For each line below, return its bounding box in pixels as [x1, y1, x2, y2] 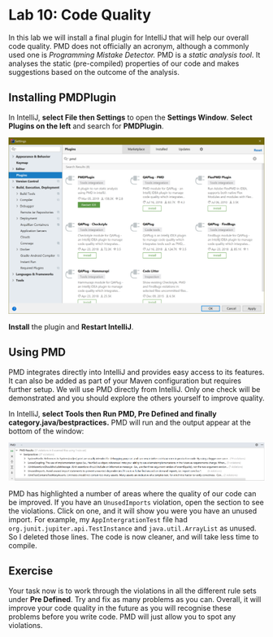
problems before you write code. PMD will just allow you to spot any [8, 612, 236, 622]
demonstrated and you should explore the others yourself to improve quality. [8, 393, 266, 403]
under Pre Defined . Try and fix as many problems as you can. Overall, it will [8, 594, 262, 604]
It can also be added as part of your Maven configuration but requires [8, 376, 242, 386]
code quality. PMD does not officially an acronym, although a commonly [8, 41, 249, 50]
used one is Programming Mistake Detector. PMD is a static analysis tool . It [8, 50, 261, 59]
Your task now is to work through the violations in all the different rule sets [8, 586, 258, 596]
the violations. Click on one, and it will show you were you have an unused [8, 506, 258, 516]
